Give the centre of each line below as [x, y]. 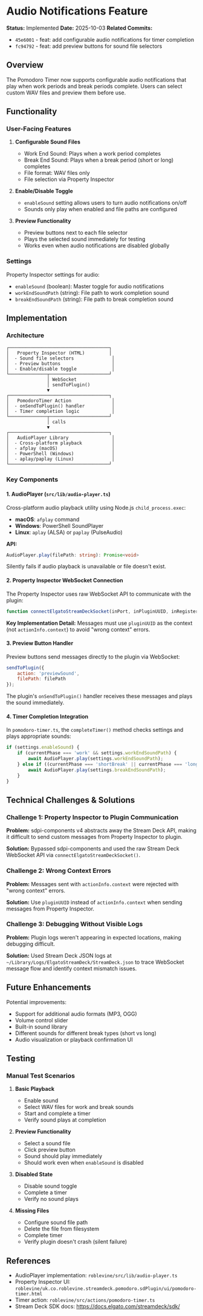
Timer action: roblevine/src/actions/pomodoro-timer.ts [85, 1300]
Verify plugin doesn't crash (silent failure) [76, 1242]
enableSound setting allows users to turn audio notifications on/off [105, 203]
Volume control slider [41, 1020]
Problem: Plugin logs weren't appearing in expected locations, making [94, 937]
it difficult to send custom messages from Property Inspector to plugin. [94, 837]
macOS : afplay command [47, 519]
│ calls [56, 422]
